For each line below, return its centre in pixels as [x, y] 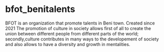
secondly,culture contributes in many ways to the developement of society [82, 39]
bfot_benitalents [40, 9]
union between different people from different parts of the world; [72, 33]
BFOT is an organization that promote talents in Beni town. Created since [80, 23]
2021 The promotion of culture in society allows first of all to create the [78, 28]
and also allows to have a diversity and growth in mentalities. [68, 44]
